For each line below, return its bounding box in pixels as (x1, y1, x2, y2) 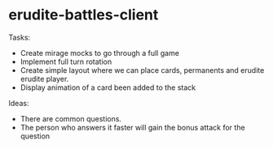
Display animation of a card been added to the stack (20, 83, 196, 92)
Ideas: (8, 98, 29, 108)
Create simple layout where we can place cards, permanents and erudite (20, 65, 265, 74)
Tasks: (8, 32, 31, 42)
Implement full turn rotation (20, 57, 112, 66)
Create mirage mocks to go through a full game (20, 48, 179, 57)
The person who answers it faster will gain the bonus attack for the (20, 122, 246, 132)
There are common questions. (20, 113, 122, 123)
